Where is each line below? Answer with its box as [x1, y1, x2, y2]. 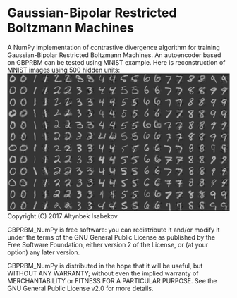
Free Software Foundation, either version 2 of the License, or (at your [7, 240, 209, 249]
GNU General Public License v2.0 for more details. [7, 284, 154, 292]
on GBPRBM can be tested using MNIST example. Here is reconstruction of [7, 58, 226, 66]
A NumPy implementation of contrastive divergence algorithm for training [7, 43, 220, 51]
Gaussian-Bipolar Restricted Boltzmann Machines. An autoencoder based [7, 51, 221, 59]
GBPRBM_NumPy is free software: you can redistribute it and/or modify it [7, 225, 220, 234]
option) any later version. [7, 248, 80, 256]
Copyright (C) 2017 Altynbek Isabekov [7, 211, 118, 220]
